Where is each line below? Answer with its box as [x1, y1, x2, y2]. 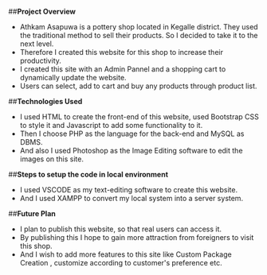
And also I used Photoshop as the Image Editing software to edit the [19, 146, 243, 155]
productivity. [19, 56, 62, 65]
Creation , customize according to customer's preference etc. [19, 258, 223, 267]
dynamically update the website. [19, 73, 127, 82]
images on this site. [19, 154, 84, 164]
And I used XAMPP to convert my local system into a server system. [19, 194, 244, 203]
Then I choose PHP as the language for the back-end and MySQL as [19, 129, 245, 138]
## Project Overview [8, 7, 76, 16]
